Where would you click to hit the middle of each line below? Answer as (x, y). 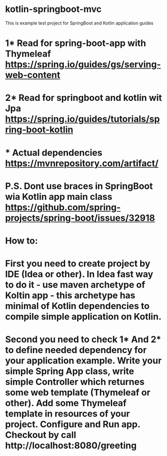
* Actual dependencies (54, 153)
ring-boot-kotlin (39, 130)
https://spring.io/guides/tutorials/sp (83, 119)
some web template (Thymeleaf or (78, 393)
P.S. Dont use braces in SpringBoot (79, 186)
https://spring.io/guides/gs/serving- (83, 65)
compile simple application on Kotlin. (83, 317)
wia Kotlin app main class (59, 197)
